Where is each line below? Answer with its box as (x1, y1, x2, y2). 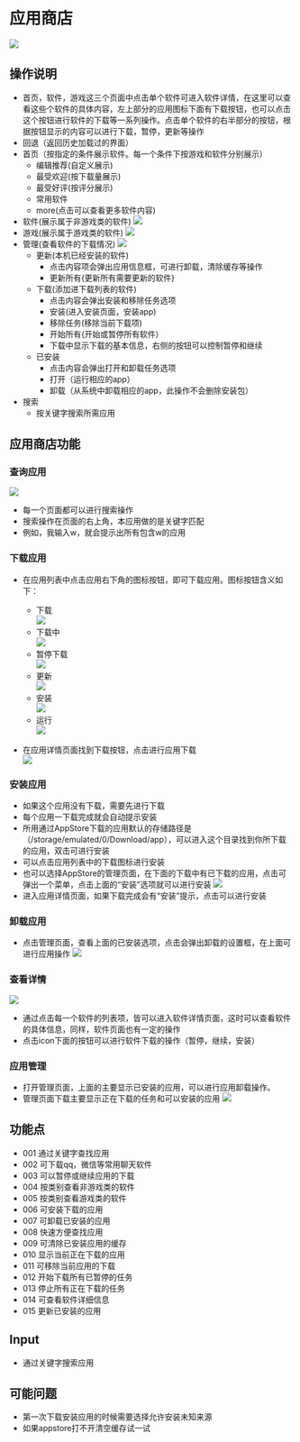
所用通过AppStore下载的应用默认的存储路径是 (22, 823, 192, 834)
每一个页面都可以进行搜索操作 (22, 505, 133, 516)
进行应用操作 (22, 948, 70, 960)
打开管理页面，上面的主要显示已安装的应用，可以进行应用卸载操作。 (22, 1081, 276, 1092)
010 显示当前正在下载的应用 (22, 1249, 126, 1260)
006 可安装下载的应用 (22, 1204, 104, 1215)
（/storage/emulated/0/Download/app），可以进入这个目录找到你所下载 (22, 835, 286, 845)
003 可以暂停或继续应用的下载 (22, 1170, 135, 1181)
